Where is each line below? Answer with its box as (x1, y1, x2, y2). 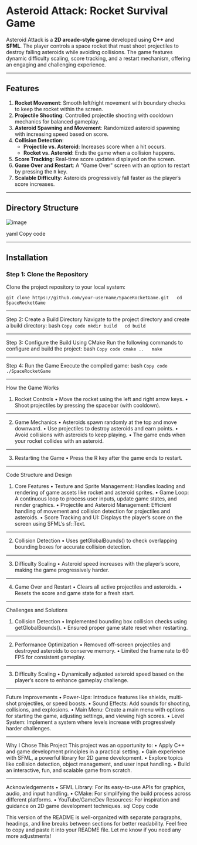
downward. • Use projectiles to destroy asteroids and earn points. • (14, 425, 179, 432)
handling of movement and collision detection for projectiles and (14, 507, 171, 515)
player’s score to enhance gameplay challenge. (14, 677, 129, 684)
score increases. (14, 181, 55, 188)
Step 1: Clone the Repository (6, 270, 89, 278)
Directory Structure (6, 203, 79, 213)
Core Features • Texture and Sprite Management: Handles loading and (14, 483, 185, 490)
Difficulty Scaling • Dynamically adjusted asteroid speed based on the (14, 670, 184, 677)
